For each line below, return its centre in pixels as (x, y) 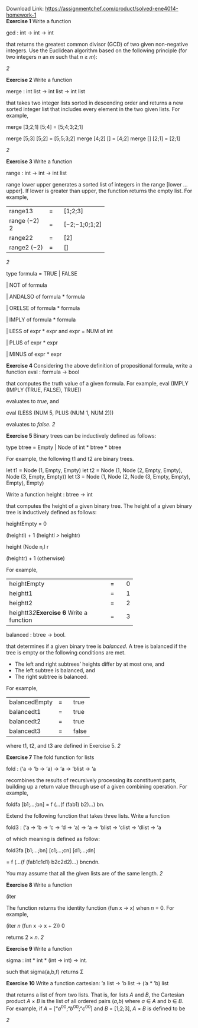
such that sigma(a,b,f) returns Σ (45, 972)
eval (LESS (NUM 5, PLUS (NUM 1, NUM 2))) (60, 413)
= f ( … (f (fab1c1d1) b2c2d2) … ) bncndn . (53, 862)
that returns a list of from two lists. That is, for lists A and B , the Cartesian (95, 995)
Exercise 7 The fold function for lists (50, 757)
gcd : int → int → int (30, 33)
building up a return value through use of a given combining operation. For (97, 787)
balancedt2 (25, 721)
